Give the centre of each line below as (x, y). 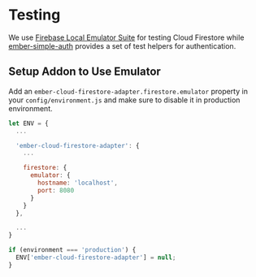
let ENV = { (28, 123)
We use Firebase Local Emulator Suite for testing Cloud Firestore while (126, 37)
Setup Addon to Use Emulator (85, 72)
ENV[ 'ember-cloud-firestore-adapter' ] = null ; (96, 258)
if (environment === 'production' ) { (72, 250)
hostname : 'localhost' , (78, 183)
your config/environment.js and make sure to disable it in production (124, 100)
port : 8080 (56, 190)
